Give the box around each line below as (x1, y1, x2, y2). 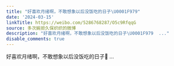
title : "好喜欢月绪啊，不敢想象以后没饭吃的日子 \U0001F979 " (6, 8, 140, 15)
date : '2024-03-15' (6, 14, 54, 20)
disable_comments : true (6, 36, 65, 42)
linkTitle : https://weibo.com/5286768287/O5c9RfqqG (6, 19, 136, 25)
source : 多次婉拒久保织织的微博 (6, 25, 76, 31)
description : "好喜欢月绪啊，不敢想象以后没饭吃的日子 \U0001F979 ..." (6, 31, 170, 37)
